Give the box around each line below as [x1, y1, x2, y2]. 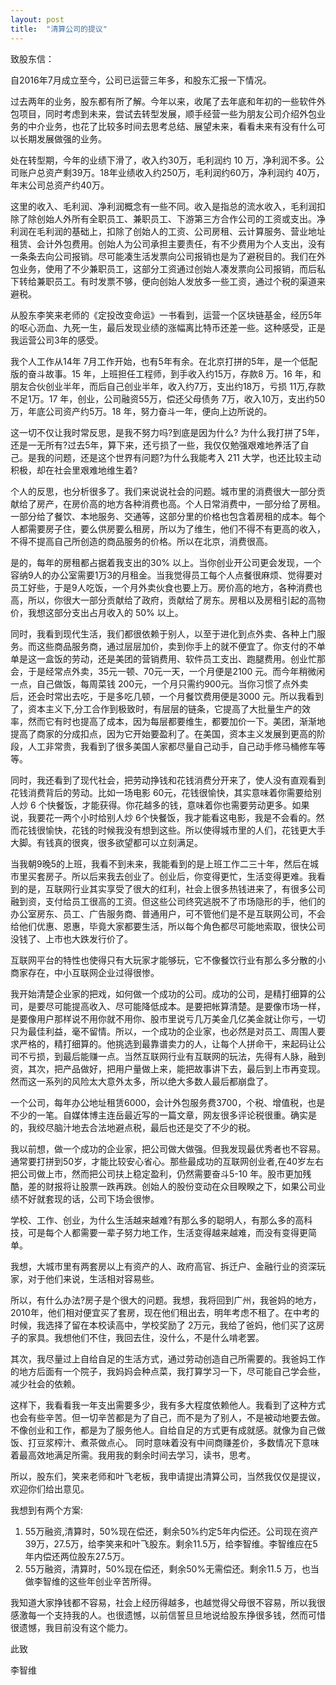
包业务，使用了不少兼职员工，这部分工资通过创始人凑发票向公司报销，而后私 [10, 262, 326, 275]
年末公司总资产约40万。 [10, 179, 110, 191]
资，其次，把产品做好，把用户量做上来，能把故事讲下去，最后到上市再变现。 [10, 1062, 326, 1075]
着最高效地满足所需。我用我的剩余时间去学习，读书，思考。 [10, 1449, 256, 1461]
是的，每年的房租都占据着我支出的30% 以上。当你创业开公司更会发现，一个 [10, 556, 322, 568]
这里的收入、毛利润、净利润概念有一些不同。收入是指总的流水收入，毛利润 [10, 200, 317, 212]
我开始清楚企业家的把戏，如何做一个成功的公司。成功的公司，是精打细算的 [10, 987, 317, 1000]
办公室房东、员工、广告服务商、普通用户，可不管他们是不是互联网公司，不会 [10, 907, 326, 920]
